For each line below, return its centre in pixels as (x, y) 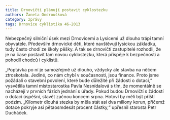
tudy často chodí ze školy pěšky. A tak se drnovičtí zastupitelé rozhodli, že (83, 49)
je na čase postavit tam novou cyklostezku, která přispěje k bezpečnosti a (82, 55)
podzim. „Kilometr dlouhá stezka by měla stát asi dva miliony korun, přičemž (85, 102)
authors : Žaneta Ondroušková (36, 15)
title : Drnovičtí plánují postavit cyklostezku (57, 10)
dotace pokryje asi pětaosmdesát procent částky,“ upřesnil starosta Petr (81, 107)
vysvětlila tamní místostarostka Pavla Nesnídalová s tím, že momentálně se (83, 86)
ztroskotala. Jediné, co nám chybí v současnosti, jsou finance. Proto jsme (82, 75)
